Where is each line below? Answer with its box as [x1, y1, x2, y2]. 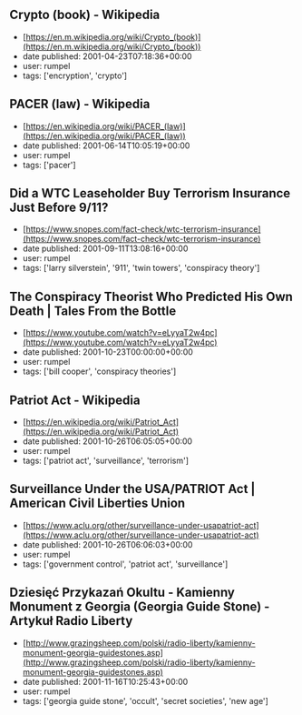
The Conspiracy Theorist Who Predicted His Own [9, 288, 293, 304]
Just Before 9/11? [9, 200, 109, 216]
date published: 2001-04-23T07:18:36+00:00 [22, 50, 192, 62]
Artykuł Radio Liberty [9, 613, 133, 629]
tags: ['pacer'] [22, 159, 76, 170]
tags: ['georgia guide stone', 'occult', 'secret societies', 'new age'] [22, 695, 269, 706]
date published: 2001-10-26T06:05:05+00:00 [22, 436, 193, 447]
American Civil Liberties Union [9, 496, 186, 511]
